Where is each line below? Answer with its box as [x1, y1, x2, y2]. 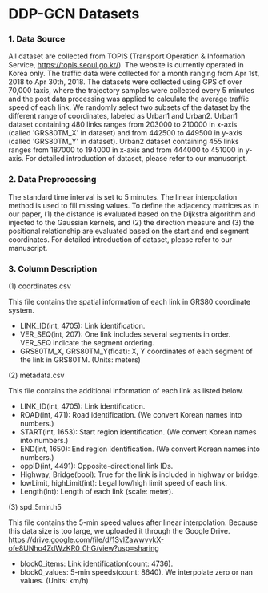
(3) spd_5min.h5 [8, 502, 62, 512]
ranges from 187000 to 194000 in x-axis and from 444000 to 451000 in [8, 145, 244, 155]
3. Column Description [8, 263, 98, 274]
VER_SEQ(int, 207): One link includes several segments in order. [19, 329, 231, 339]
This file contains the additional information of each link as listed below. [8, 386, 244, 396]
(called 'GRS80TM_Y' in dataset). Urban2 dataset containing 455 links [8, 137, 239, 147]
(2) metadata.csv [8, 370, 65, 381]
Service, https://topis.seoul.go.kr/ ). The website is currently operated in [8, 60, 244, 70]
